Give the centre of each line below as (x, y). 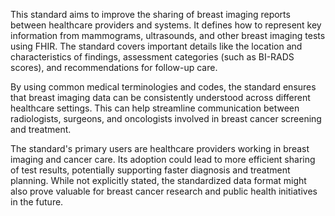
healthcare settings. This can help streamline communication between (155, 108)
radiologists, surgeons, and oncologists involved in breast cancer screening (166, 118)
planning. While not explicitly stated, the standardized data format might (158, 180)
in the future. (37, 202)
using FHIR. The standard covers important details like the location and (156, 46)
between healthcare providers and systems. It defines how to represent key (166, 25)
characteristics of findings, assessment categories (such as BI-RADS (152, 57)
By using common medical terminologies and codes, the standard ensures (163, 87)
